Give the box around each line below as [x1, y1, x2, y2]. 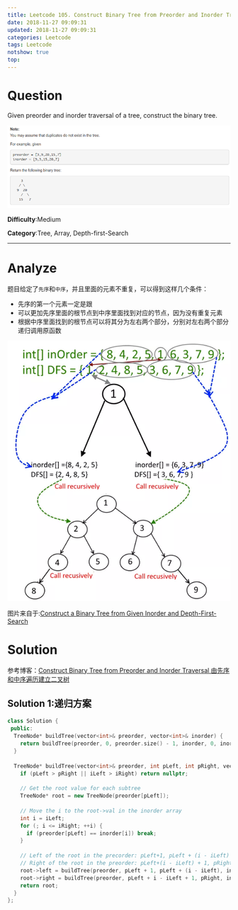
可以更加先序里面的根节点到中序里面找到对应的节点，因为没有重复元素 [17, 308, 223, 317]
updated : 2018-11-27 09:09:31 [7, 26, 97, 33]
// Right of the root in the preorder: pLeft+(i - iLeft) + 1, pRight [20, 860, 233, 867]
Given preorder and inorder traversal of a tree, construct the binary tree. [7, 110, 217, 120]
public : [10, 725, 33, 732]
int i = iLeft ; [20, 814, 65, 821]
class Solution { [7, 717, 59, 725]
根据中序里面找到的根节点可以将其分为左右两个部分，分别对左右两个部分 [17, 317, 229, 326]
